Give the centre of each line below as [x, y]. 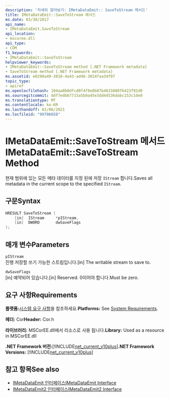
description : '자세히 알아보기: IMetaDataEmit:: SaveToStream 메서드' [77, 10]
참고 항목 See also [32, 370]
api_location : [20, 34]
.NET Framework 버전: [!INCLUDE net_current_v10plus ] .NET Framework [80, 346]
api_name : [16, 24]
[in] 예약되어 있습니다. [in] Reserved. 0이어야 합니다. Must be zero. [72, 277]
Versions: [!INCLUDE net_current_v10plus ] [49, 352]
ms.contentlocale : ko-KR [32, 105]
